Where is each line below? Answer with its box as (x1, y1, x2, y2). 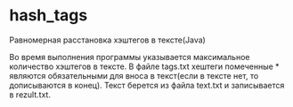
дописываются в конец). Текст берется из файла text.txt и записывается (9, 80, 285, 90)
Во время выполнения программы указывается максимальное (9, 51, 250, 62)
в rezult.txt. (9, 89, 52, 100)
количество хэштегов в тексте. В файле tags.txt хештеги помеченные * (9, 61, 280, 72)
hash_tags (9, 5, 88, 26)
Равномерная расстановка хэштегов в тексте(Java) (9, 34, 207, 45)
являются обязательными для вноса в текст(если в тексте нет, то (9, 70, 259, 80)
